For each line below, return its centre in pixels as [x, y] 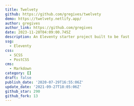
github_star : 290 [23, 91]
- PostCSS [19, 60]
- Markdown [20, 69]
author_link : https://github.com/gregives [49, 28]
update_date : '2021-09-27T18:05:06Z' [43, 87]
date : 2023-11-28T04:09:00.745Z [38, 32]
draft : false [18, 78]
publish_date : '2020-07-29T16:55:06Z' [44, 82]
